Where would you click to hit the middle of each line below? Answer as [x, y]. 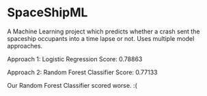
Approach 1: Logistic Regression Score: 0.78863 [75, 59]
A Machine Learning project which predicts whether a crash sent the [104, 31]
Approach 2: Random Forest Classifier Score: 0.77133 [82, 72]
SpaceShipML [47, 13]
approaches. [25, 46]
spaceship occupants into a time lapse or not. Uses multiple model [101, 38]
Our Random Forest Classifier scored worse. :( [72, 85]
